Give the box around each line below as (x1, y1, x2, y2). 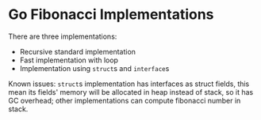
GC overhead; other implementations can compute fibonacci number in (8, 96, 241, 105)
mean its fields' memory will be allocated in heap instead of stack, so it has (8, 87, 254, 96)
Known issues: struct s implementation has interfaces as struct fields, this (8, 79, 250, 88)
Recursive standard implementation (19, 47, 136, 56)
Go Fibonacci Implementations (8, 6, 214, 24)
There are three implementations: (8, 32, 117, 41)
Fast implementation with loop (19, 55, 119, 65)
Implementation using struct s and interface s (19, 63, 170, 73)
